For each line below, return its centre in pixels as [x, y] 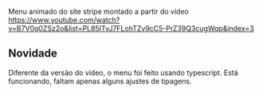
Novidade [33, 54]
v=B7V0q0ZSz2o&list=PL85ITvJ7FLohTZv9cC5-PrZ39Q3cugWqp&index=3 [131, 28]
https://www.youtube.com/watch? [64, 20]
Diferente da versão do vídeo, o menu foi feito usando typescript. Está [123, 72]
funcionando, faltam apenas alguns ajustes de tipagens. [100, 81]
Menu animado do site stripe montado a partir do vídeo [99, 12]
